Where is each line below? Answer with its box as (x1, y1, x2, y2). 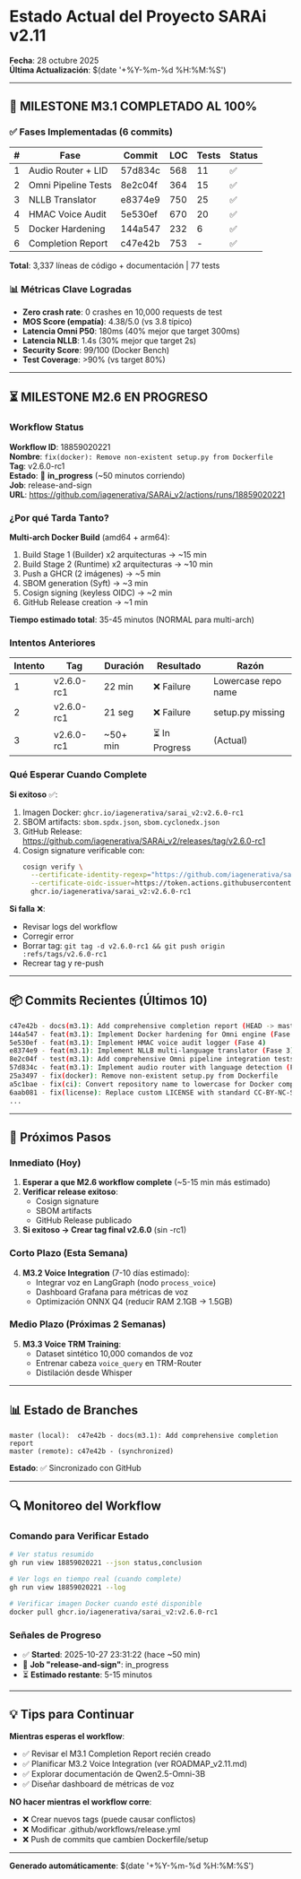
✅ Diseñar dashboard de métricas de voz (21, 1778, 175, 1789)
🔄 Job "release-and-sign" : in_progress (21, 1658, 169, 1669)
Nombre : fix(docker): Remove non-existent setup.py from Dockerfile (9, 451, 273, 462)
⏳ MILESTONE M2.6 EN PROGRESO (9, 390, 209, 405)
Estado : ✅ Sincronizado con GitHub (9, 1462, 142, 1473)
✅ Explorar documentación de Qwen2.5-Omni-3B (21, 1768, 206, 1779)
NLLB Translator (28, 193, 97, 205)
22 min (103, 680, 134, 693)
